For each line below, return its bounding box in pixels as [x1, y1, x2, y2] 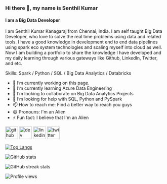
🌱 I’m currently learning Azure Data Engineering [12, 85, 112, 91]
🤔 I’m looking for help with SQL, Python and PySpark [12, 96, 122, 102]
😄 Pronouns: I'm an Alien [12, 109, 66, 115]
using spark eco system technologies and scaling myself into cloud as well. [5, 44, 162, 50]
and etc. [5, 60, 23, 67]
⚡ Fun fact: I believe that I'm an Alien [12, 114, 89, 120]
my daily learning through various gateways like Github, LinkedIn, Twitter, [5, 55, 158, 61]
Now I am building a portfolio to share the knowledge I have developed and [5, 50, 162, 56]
